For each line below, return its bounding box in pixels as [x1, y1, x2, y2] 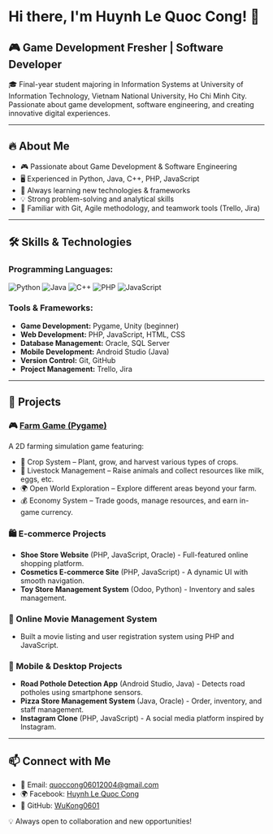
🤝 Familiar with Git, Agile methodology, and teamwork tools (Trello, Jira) [19, 203, 261, 213]
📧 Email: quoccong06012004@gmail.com [19, 780, 159, 790]
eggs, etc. [19, 474, 54, 484]
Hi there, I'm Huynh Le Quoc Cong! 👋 [8, 7, 260, 26]
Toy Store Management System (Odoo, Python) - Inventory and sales [19, 584, 255, 594]
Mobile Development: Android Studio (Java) [19, 347, 170, 357]
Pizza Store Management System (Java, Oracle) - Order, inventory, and [19, 696, 262, 706]
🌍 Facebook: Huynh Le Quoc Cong [19, 789, 140, 799]
